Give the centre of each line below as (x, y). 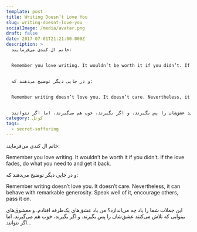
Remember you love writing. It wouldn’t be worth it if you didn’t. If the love (95, 157)
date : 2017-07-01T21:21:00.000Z (45, 39)
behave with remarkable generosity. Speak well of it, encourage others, (92, 192)
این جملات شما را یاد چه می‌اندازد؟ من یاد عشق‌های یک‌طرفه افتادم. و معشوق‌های (94, 210)
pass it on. (18, 199)
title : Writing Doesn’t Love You (47, 17)
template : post (25, 11)
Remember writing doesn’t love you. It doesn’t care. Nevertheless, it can (93, 186)
